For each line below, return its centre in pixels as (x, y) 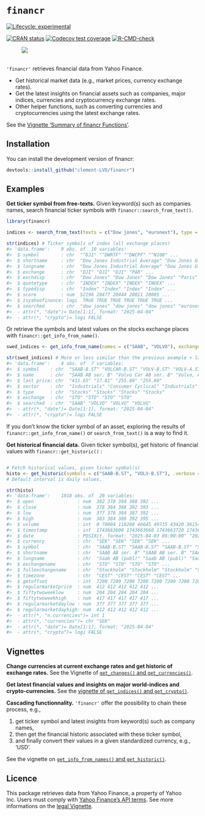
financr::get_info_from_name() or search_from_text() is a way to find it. (98, 432)
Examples (25, 189)
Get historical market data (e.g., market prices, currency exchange (99, 80)
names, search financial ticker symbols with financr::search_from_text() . (100, 210)
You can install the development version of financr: (70, 158)
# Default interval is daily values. (54, 479)
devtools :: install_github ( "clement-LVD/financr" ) (71, 170)
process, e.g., (23, 710)
